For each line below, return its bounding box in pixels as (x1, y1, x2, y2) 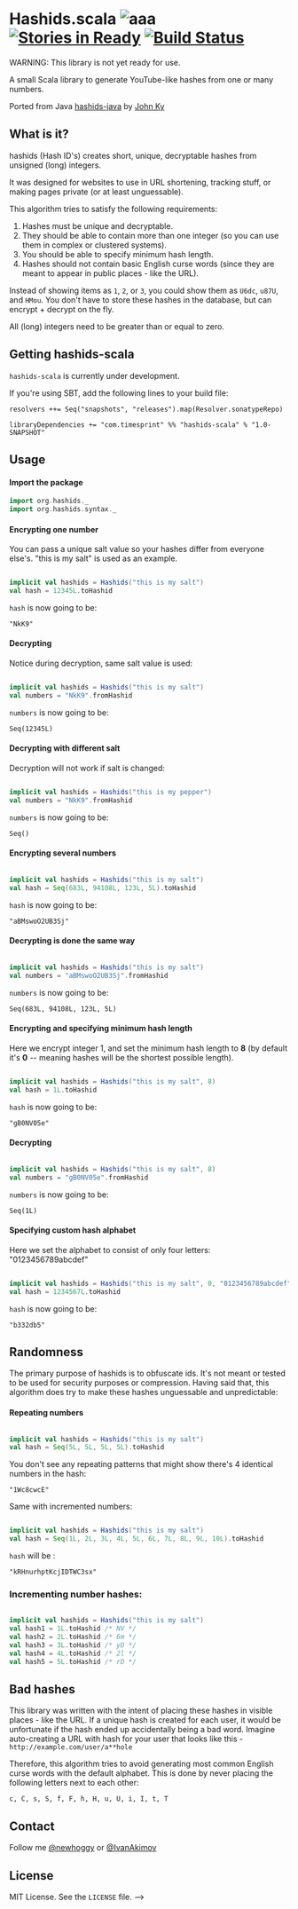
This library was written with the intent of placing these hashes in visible (9, 1705, 273, 1716)
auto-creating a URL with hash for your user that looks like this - (9, 1733, 244, 1744)
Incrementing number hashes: (9, 1588, 143, 1600)
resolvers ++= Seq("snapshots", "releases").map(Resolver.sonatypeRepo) (9, 405, 284, 414)
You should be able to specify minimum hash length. (21, 248, 215, 259)
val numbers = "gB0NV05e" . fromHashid (9, 1172, 149, 1182)
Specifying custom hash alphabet (9, 1225, 137, 1235)
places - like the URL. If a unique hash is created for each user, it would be (9, 1715, 281, 1725)
